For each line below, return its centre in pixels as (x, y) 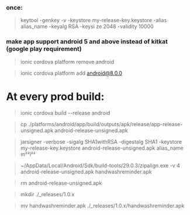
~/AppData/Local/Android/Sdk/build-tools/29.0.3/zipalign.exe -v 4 (100, 165)
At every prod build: (55, 96)
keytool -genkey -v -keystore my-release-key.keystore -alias (94, 20)
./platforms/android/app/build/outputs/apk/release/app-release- (106, 124)
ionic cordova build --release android (65, 113)
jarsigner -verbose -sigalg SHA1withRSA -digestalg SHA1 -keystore (101, 141)
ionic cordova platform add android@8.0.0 (71, 73)
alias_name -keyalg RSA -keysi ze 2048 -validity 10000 (87, 26)
